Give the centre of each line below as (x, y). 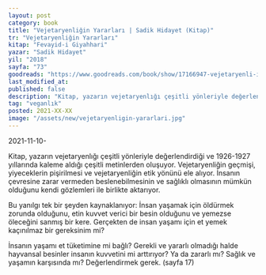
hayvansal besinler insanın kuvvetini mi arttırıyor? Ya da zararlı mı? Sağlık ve (132, 254)
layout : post (30, 15)
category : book (33, 23)
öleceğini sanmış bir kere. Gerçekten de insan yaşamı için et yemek (118, 221)
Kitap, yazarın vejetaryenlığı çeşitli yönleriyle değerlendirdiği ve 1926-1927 (129, 156)
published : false (37, 89)
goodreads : (26, 74)
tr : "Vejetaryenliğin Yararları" (63, 38)
